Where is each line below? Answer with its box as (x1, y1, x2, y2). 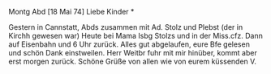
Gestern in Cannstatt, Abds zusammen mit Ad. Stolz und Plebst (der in (8, 23, 243, 31)
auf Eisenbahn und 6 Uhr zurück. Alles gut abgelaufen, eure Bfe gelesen (8, 39, 250, 49)
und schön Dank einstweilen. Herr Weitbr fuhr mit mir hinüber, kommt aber (8, 48, 257, 57)
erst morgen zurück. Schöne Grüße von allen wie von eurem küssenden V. (8, 56, 257, 66)
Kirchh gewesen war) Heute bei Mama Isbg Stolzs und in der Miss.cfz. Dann (8, 31, 264, 40)
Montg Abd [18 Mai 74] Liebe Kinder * (8, 7, 135, 16)
